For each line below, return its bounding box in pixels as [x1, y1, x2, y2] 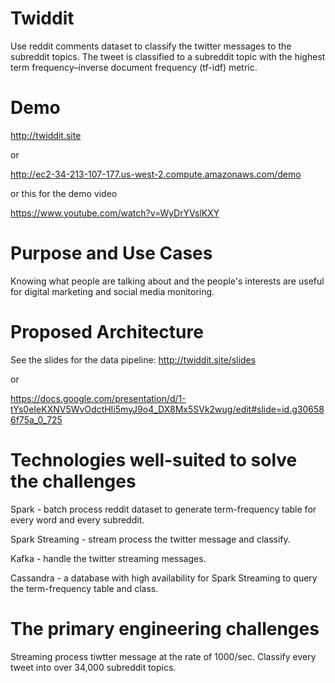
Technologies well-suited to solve [10, 448, 298, 471]
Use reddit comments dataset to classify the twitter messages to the [10, 40, 292, 52]
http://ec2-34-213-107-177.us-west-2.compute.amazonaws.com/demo [10, 168, 302, 180]
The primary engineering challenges [10, 617, 320, 640]
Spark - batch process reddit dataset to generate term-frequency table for [10, 503, 317, 515]
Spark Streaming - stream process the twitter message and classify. [10, 533, 291, 545]
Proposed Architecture [10, 321, 204, 343]
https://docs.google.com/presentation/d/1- [10, 392, 187, 404]
